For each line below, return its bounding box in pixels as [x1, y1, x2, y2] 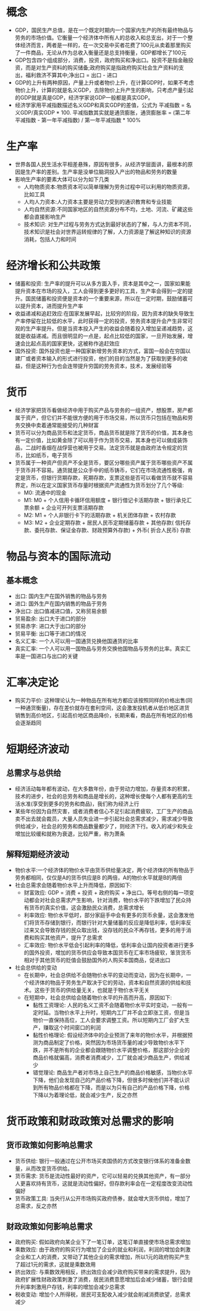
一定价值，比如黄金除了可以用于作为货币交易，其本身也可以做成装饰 [20, 436, 188, 444]
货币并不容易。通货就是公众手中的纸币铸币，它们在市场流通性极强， [20, 466, 188, 474]
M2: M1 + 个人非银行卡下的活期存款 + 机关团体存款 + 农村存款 [23, 511, 176, 519]
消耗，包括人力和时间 [23, 235, 76, 243]
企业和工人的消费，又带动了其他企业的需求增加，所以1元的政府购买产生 [14, 1253, 190, 1261]
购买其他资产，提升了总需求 [34, 934, 103, 941]
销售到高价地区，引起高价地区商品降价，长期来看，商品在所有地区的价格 [14, 711, 193, 718]
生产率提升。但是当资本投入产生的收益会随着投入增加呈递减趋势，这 [25, 324, 193, 332]
